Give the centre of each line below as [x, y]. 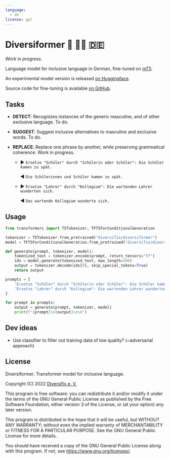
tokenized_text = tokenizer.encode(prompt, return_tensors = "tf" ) [85, 256]
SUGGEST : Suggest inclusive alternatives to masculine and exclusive [84, 132]
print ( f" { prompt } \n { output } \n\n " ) [51, 312]
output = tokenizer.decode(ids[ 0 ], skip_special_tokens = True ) [81, 266]
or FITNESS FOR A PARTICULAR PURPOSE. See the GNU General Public [80, 430]
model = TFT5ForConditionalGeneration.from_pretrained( [65, 242]
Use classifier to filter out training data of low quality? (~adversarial [83, 340]
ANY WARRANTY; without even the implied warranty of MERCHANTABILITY [84, 425]
